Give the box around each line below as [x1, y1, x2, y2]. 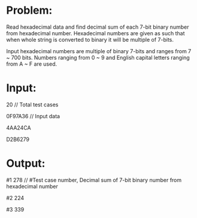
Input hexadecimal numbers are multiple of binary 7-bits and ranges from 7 [6, 47, 192, 54]
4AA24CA [6, 124, 31, 131]
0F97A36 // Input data [6, 112, 60, 119]
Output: [6, 156, 46, 170]
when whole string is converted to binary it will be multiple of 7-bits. [6, 36, 174, 43]
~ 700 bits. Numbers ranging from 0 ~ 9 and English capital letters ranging [6, 54, 190, 61]
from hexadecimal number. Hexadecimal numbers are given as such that [6, 29, 185, 36]
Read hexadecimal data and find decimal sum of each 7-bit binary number [6, 23, 189, 30]
